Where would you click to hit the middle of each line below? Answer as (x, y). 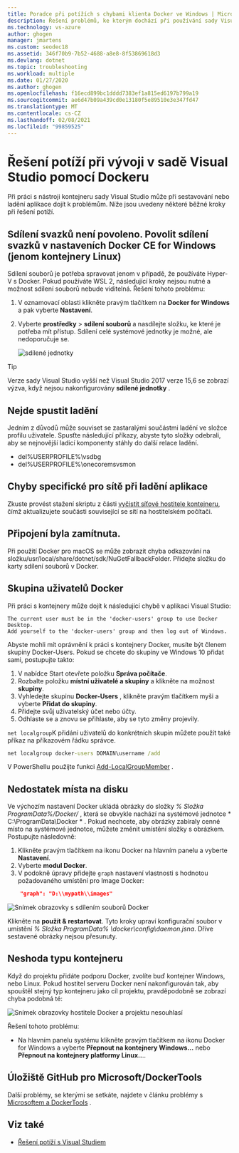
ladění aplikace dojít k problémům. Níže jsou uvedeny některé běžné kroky (116, 205)
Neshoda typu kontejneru (65, 959)
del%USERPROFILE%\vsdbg (59, 457)
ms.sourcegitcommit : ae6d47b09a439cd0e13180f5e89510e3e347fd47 (103, 100)
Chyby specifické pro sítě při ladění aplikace (108, 486)
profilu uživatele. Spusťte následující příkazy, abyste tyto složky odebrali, (114, 435)
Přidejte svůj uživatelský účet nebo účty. (77, 711)
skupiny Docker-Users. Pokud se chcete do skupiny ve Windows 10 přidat (116, 652)
